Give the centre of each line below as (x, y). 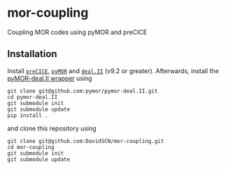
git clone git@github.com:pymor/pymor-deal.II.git (83, 91)
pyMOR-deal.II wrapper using (50, 78)
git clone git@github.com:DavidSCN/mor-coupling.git (86, 141)
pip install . (28, 115)
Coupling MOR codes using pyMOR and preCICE (77, 32)
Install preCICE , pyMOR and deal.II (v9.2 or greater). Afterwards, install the (113, 70)
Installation (32, 54)
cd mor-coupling (31, 147)
